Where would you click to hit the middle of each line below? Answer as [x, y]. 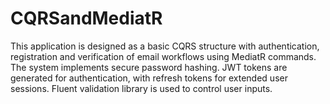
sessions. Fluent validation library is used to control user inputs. [141, 88]
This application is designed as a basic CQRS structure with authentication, [165, 46]
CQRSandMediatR [86, 18]
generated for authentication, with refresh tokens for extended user [149, 78]
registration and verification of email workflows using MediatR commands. [163, 56]
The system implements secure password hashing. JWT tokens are [149, 67]
